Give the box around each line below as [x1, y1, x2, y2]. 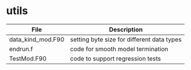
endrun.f [9, 45, 33, 53]
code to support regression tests [70, 54, 161, 62]
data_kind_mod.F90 [9, 35, 65, 44]
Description [109, 25, 143, 34]
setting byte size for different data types [70, 35, 182, 44]
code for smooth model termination [70, 45, 168, 53]
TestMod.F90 [9, 54, 47, 62]
